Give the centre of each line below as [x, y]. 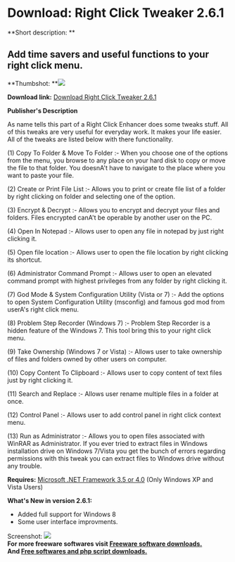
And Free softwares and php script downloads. [77, 551]
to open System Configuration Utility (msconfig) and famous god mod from [116, 302]
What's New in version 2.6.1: [50, 500]
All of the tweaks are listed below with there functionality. [90, 139]
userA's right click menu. [43, 309]
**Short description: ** [41, 32]
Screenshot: [25, 536]
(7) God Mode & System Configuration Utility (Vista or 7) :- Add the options [116, 294]
